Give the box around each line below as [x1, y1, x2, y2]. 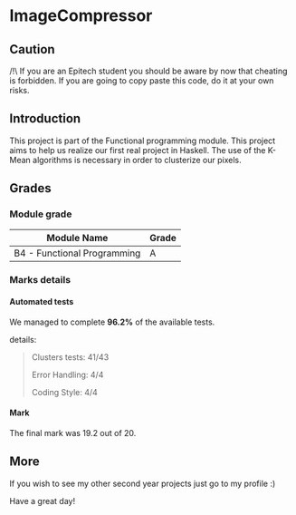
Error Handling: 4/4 [31, 369, 104, 380]
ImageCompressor [9, 5, 153, 26]
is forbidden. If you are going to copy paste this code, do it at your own [9, 75, 274, 86]
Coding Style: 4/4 [31, 386, 98, 397]
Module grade [9, 208, 72, 220]
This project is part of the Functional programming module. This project [9, 135, 276, 146]
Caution [9, 42, 56, 57]
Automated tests [9, 296, 74, 307]
